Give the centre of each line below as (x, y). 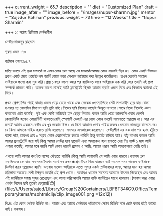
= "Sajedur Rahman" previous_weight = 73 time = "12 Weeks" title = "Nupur (81, 17)
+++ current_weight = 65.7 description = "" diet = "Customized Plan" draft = (81, 7)
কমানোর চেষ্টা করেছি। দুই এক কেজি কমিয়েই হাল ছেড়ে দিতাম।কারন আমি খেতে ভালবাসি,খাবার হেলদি (74, 113)
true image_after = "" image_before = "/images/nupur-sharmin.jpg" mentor (80, 12)
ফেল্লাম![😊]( (47, 183)
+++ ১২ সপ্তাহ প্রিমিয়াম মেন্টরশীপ (28, 32)
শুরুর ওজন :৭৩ (16, 51)
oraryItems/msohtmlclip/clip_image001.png (50, 194)
